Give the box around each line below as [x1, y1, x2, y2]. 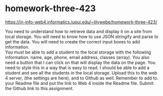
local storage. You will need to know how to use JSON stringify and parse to [5, 34, 159, 39]
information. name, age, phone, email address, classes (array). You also [5, 54, 150, 60]
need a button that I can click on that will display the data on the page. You [5, 59, 156, 65]
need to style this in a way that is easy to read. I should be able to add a [5, 64, 150, 71]
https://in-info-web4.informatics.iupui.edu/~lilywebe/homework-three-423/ [5, 19, 158, 25]
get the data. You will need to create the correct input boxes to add [5, 38, 140, 44]
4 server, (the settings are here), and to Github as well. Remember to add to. [5, 75, 159, 81]
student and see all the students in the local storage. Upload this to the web [5, 70, 158, 76]
